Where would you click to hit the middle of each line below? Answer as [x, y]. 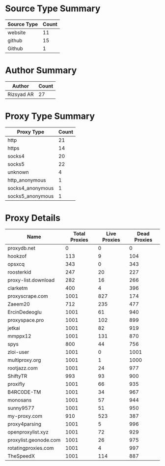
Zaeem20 [19, 304]
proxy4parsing [25, 424]
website [17, 32]
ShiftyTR [17, 376]
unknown [18, 172]
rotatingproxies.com [31, 448]
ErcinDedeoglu [25, 312]
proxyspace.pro [26, 320]
